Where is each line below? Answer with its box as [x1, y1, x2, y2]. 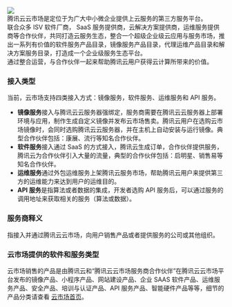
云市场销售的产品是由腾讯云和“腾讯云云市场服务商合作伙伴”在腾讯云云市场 [7, 266, 219, 275]
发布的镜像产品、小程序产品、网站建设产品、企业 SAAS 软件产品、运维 [12, 275, 215, 283]
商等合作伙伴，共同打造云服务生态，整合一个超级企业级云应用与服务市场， [7, 32, 219, 39]
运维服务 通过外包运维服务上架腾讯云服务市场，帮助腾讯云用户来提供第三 [17, 169, 223, 177]
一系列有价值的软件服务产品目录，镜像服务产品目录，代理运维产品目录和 [12, 40, 219, 48]
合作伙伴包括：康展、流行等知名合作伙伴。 [23, 134, 145, 142]
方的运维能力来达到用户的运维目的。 [17, 177, 121, 186]
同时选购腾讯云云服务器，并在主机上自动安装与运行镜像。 [53, 125, 217, 134]
